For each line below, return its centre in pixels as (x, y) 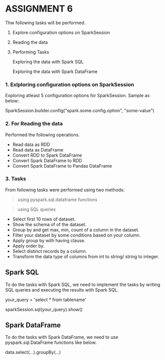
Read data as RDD (31, 145)
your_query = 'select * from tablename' (46, 300)
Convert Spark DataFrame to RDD (47, 160)
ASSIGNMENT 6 (39, 9)
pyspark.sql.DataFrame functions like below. (51, 342)
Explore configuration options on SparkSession (61, 32)
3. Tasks (16, 179)
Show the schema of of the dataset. (49, 224)
